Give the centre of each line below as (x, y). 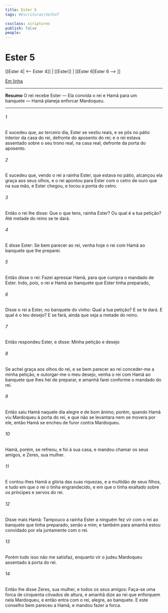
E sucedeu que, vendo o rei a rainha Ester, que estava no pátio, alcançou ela (84, 175)
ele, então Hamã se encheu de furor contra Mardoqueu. (62, 422)
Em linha (14, 81)
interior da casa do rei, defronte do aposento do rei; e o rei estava (73, 138)
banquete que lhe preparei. (33, 250)
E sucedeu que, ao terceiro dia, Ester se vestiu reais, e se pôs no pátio (77, 133)
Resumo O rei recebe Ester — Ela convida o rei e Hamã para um (71, 96)
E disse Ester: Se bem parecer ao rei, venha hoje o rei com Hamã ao (75, 245)
